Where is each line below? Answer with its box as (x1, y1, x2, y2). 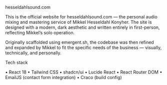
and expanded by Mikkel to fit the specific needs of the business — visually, (5, 45, 162, 50)
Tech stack (5, 60, 28, 65)
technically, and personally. (5, 50, 61, 56)
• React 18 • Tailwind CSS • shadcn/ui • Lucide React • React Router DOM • (5, 69, 162, 75)
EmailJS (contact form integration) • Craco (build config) (5, 75, 122, 80)
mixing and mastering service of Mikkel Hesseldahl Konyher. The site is (5, 19, 152, 25)
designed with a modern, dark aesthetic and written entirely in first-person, (5, 24, 160, 30)
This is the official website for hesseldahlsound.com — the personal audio (5, 14, 157, 19)
